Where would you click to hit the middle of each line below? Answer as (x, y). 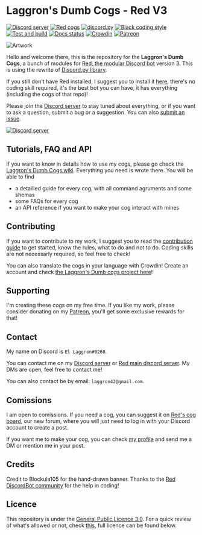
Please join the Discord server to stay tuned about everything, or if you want (101, 105)
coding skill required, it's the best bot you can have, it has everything (92, 87)
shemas (25, 195)
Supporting (28, 291)
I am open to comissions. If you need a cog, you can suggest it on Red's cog (101, 415)
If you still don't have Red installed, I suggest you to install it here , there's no (101, 81)
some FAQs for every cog (46, 201)
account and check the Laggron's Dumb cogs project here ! (80, 272)
